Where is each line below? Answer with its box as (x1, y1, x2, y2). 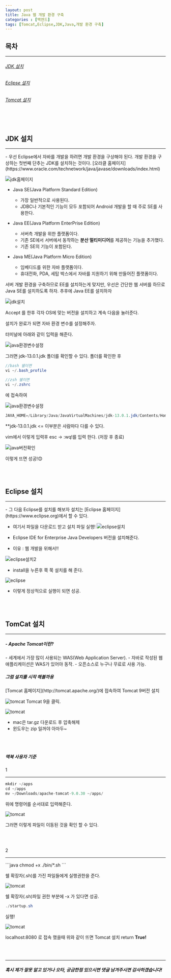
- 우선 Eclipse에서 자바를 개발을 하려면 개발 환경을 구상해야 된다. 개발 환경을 (5, 154, 157, 160)
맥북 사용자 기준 (5, 754, 37, 760)
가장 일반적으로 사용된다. (20, 197, 70, 203)
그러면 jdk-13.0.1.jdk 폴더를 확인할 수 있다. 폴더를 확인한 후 (5, 353, 122, 359)
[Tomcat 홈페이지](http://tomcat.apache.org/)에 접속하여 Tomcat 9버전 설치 (5, 688, 160, 694)
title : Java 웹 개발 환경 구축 (5, 12, 64, 17)
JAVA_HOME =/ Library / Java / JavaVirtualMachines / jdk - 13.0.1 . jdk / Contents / (5, 413, 160, 418)
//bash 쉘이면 (5, 363, 32, 369)
